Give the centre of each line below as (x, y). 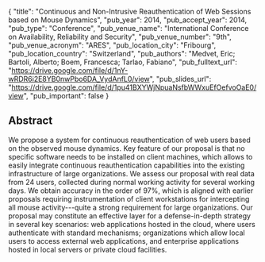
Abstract (31, 121)
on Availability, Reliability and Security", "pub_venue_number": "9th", (120, 37)
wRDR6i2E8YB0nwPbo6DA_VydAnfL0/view (79, 79)
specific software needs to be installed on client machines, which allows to (131, 156)
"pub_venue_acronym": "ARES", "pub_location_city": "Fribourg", (112, 45)
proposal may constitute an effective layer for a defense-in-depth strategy (130, 216)
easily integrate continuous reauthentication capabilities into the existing (127, 165)
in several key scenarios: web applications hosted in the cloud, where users (132, 224)
